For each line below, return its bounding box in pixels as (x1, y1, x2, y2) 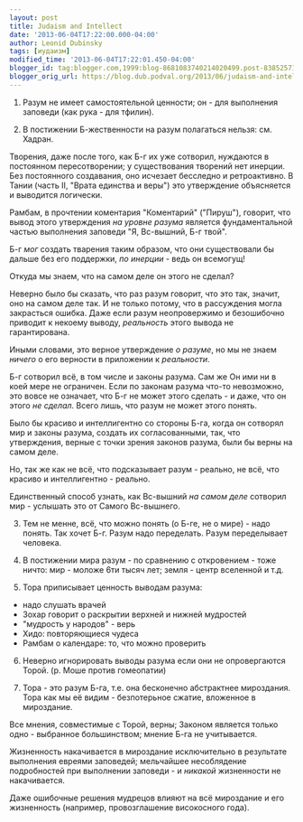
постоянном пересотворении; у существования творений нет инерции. (9, 160, 286, 172)
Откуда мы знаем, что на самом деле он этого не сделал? (9, 270, 234, 281)
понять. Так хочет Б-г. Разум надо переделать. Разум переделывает (22, 528, 288, 538)
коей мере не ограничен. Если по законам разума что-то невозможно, (9, 380, 284, 391)
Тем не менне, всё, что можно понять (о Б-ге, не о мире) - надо (22, 518, 271, 528)
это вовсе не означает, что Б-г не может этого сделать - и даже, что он (9, 390, 287, 401)
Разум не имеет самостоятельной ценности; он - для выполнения (22, 97, 279, 107)
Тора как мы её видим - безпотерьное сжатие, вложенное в (22, 692, 256, 703)
